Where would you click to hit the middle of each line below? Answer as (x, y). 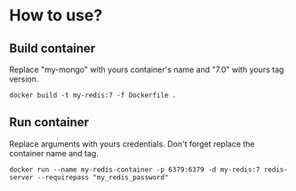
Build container (52, 48)
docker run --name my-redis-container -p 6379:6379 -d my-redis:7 (135, 170)
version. (24, 79)
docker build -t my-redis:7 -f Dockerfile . (93, 95)
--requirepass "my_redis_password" (103, 177)
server (21, 177)
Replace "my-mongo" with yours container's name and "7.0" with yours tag (147, 69)
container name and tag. (54, 153)
